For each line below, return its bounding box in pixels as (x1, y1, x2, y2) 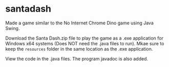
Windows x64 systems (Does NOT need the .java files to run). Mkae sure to (5, 40, 164, 46)
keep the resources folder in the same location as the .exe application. (5, 46, 153, 52)
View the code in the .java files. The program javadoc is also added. (5, 55, 149, 61)
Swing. (5, 25, 20, 31)
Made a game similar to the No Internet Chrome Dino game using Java (5, 20, 154, 26)
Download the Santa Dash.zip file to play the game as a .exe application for (5, 35, 164, 41)
